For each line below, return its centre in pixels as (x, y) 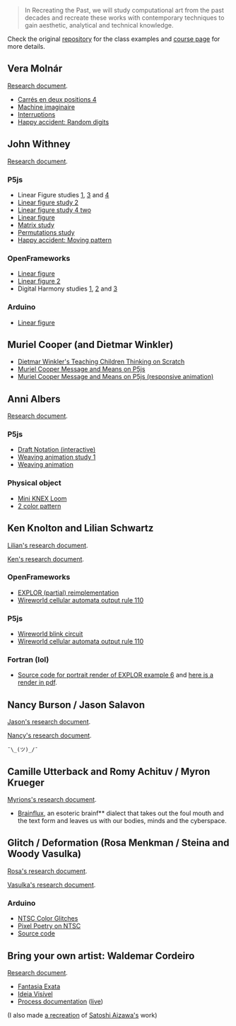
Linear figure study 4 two (54, 210)
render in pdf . (37, 682)
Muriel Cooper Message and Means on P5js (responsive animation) (116, 377)
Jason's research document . (49, 722)
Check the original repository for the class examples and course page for (114, 39)
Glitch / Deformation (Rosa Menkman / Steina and (118, 843)
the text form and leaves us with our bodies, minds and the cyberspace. (122, 821)
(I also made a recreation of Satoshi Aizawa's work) (82, 1015)
